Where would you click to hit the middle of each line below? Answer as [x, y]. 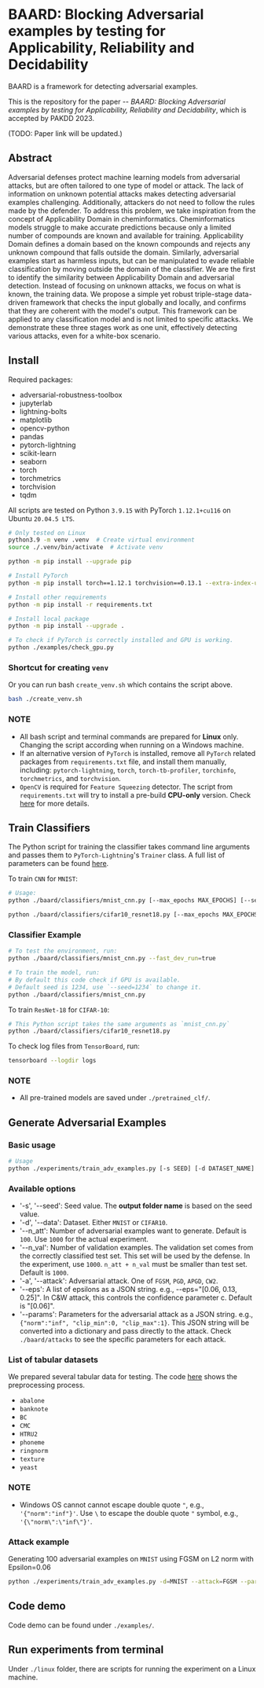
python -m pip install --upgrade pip [70, 562]
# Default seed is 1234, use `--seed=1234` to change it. [105, 987]
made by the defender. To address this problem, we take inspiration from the [132, 211]
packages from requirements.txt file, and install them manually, [123, 761]
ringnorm [34, 1451]
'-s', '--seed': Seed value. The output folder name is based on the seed [136, 1206]
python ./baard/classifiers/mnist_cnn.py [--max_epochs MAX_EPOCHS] [123, 901]
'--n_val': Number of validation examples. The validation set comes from [136, 1248]
